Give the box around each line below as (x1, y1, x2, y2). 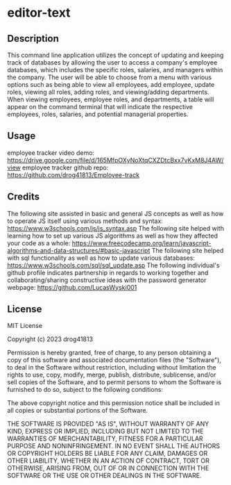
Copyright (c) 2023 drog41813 (7, 335, 94, 343)
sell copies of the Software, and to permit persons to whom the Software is (7, 378, 222, 386)
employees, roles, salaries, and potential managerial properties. (7, 110, 189, 118)
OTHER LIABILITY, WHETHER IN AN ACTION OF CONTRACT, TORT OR (7, 457, 209, 465)
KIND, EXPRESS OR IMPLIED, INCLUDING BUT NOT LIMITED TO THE (7, 427, 204, 436)
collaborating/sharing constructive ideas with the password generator (7, 276, 207, 284)
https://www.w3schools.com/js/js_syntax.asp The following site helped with (7, 224, 224, 232)
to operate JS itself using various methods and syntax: (7, 217, 163, 225)
